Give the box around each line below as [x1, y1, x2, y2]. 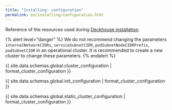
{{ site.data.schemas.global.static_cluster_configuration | [5, 93, 125, 99]
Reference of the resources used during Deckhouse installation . [5, 26, 140, 32]
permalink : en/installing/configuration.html [5, 12, 104, 17]
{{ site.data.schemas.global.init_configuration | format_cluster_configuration [5, 78, 165, 84]
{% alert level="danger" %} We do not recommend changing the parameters [5, 36, 167, 42]
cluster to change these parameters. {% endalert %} [5, 52, 116, 59]
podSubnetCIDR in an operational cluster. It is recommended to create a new [5, 47, 163, 53]
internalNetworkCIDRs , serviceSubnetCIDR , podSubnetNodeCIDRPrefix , [5, 41, 149, 48]
